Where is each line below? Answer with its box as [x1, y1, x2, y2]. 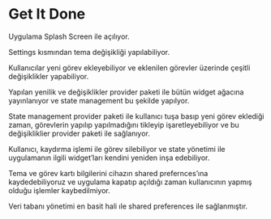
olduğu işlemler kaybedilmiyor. [8, 185, 111, 195]
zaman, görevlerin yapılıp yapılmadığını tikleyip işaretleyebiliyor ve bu [8, 120, 239, 129]
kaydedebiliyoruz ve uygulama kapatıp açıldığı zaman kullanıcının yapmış [8, 177, 252, 187]
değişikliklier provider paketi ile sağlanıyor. [8, 128, 150, 138]
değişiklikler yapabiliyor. [8, 71, 89, 81]
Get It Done [8, 5, 86, 23]
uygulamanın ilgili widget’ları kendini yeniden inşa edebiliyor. [8, 153, 210, 162]
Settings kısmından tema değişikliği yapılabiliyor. [8, 47, 170, 57]
